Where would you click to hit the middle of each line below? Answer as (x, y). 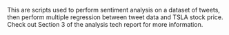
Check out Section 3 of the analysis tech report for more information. (105, 24)
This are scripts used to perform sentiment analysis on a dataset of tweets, (114, 10)
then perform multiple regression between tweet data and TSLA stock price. (115, 17)
